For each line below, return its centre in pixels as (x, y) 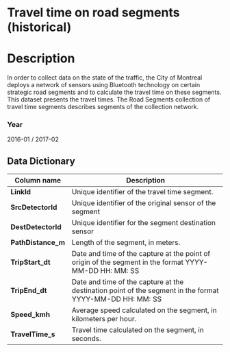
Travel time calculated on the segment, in (138, 330)
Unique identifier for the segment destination (144, 223)
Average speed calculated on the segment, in (144, 310)
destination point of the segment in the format (145, 291)
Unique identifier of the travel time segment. (142, 192)
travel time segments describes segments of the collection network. (103, 107)
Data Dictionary (41, 161)
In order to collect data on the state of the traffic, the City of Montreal (105, 78)
